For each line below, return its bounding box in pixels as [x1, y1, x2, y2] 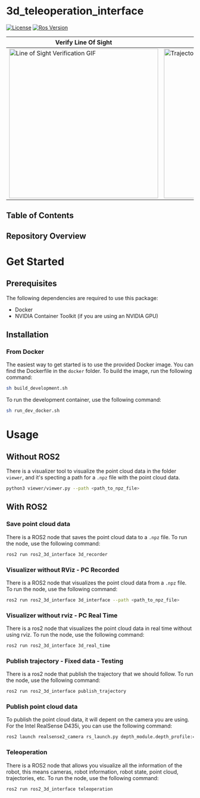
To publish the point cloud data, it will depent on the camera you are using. [6, 716, 189, 723]
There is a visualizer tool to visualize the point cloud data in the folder [6, 467, 177, 475]
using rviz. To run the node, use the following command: [6, 631, 145, 638]
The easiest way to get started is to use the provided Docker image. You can [6, 361, 194, 368]
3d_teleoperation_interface [6, 4, 144, 18]
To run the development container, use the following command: [6, 396, 162, 403]
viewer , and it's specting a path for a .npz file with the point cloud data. [6, 474, 180, 481]
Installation [6, 330, 49, 340]
